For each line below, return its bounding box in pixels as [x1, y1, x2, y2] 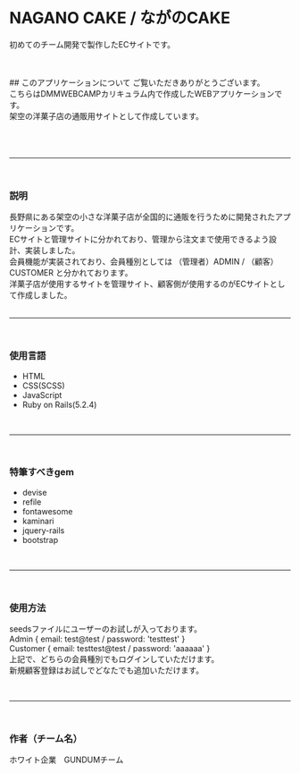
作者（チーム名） [9, 733, 83, 745]
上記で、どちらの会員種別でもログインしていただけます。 [9, 654, 220, 665]
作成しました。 [16, 290, 72, 301]
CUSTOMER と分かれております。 [9, 268, 133, 278]
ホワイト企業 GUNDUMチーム [9, 754, 124, 765]
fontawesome [21, 505, 73, 516]
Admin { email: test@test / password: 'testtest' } [9, 633, 186, 644]
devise [21, 487, 47, 497]
